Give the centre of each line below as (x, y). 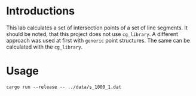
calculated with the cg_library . (45, 47)
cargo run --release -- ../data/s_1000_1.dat (64, 87)
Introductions (41, 11)
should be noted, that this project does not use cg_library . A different (92, 34)
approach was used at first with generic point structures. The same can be (98, 40)
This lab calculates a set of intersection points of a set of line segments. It (97, 28)
